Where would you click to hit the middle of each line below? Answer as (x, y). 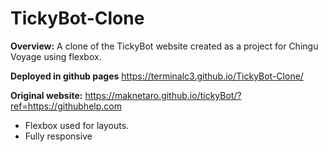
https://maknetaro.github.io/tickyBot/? (163, 95)
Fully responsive (58, 136)
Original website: (46, 95)
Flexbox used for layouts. (77, 125)
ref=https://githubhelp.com (66, 106)
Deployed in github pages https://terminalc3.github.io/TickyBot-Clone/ (157, 76)
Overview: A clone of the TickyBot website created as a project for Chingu (164, 46)
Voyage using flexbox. (56, 56)
